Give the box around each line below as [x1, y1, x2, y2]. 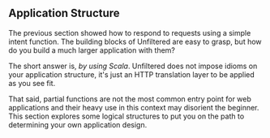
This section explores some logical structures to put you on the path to [8, 111, 245, 121]
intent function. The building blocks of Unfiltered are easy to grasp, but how [8, 37, 262, 46]
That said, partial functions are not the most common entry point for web [8, 93, 251, 104]
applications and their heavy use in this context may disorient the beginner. [8, 102, 259, 112]
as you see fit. [8, 78, 56, 88]
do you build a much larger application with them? [8, 45, 176, 55]
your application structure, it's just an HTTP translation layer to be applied [8, 69, 255, 80]
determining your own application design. [8, 119, 148, 129]
